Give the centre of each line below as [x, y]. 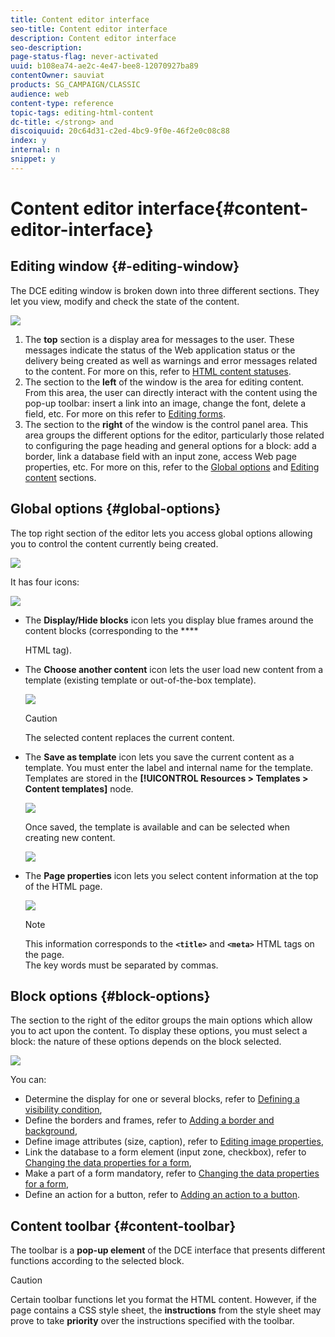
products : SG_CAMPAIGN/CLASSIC [75, 85]
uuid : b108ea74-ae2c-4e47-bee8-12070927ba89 [104, 66]
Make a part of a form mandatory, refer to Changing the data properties [172, 1173]
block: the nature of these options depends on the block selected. [146, 1042]
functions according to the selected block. [97, 1261]
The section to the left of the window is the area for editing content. [164, 382]
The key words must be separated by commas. [121, 965]
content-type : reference [62, 103]
